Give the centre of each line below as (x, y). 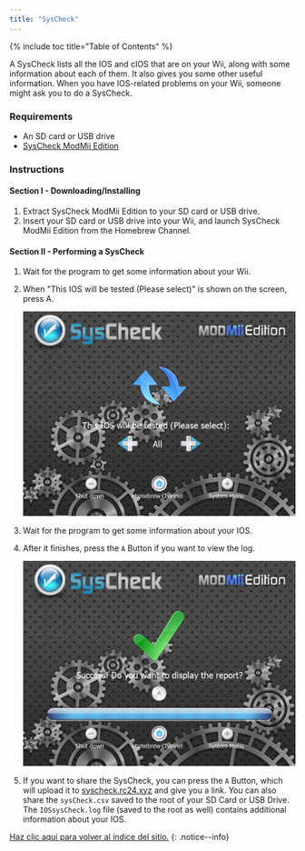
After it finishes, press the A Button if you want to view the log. (139, 548)
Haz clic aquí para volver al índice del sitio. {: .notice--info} (119, 836)
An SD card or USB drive (69, 135)
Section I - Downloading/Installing (75, 191)
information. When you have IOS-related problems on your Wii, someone (145, 83)
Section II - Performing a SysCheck (77, 251)
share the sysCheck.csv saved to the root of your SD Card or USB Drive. (156, 799)
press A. (38, 299)
